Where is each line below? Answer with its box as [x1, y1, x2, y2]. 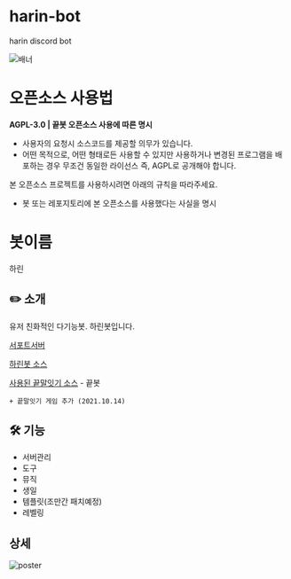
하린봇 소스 [9, 358, 48, 369]
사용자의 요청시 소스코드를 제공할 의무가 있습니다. [21, 137, 193, 148]
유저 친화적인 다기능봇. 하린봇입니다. [9, 321, 135, 332]
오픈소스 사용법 [9, 89, 114, 108]
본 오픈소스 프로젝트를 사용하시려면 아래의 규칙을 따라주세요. [9, 179, 218, 190]
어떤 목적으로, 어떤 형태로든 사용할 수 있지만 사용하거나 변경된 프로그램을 [21, 149, 273, 160]
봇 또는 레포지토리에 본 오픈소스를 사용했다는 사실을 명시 [21, 198, 217, 208]
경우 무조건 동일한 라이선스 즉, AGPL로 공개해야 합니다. [45, 160, 237, 170]
